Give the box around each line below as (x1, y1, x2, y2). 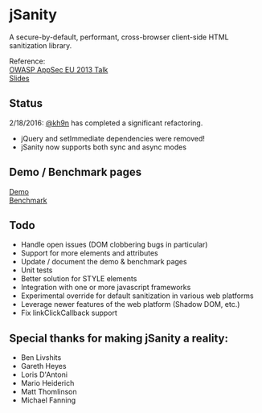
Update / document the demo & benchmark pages (20, 257, 187, 267)
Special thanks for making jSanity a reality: (9, 331, 228, 345)
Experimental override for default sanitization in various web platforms (20, 291, 254, 301)
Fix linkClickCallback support (20, 308, 117, 318)
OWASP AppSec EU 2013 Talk (9, 64, 108, 74)
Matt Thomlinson (20, 387, 77, 397)
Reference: (9, 56, 46, 66)
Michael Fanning (20, 395, 76, 405)
